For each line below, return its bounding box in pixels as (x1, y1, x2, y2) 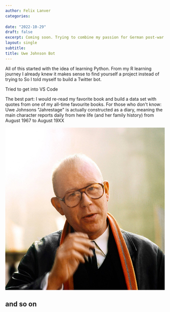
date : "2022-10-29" (5, 24, 47, 29)
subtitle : (5, 46, 26, 51)
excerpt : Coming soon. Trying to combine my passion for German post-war (5, 35, 164, 40)
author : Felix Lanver (5, 8, 51, 13)
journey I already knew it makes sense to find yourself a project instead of (5, 71, 159, 77)
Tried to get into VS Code (5, 86, 58, 92)
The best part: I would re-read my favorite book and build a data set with (5, 96, 157, 102)
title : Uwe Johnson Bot (5, 51, 56, 56)
